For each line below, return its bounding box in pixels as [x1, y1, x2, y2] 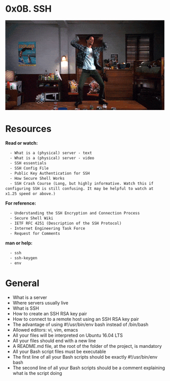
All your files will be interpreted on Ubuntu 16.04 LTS [12, 332, 123, 338]
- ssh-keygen [10, 255, 38, 260]
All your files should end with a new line [12, 337, 96, 344]
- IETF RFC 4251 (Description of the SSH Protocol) [10, 221, 122, 226]
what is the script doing [12, 370, 63, 376]
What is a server [12, 294, 47, 301]
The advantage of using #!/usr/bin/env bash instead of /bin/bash [12, 321, 149, 328]
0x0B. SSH [5, 3, 52, 15]
